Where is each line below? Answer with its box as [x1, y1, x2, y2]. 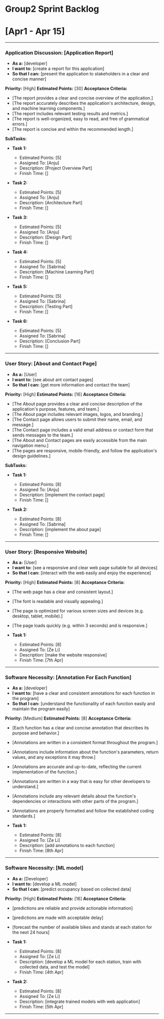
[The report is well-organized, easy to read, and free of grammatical [12, 116, 149, 122]
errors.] [12, 121, 28, 127]
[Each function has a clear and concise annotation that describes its [12, 725, 149, 731]
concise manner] [12, 76, 46, 82]
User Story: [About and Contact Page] [5, 360, 97, 367]
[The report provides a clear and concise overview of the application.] [12, 95, 153, 101]
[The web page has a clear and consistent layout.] [12, 589, 113, 595]
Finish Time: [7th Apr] [19, 657, 63, 663]
